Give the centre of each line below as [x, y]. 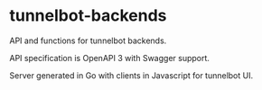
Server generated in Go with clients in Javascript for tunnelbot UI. [131, 75]
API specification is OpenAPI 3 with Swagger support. [110, 58]
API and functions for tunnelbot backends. [88, 40]
